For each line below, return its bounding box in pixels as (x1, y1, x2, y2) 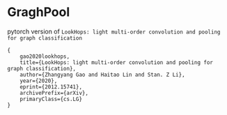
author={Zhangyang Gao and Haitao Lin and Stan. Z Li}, (19, 71, 186, 78)
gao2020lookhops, (19, 53, 70, 60)
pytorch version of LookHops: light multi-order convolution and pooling (7, 27, 221, 36)
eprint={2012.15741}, (19, 83, 82, 91)
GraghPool (7, 4, 70, 20)
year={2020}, (19, 77, 58, 84)
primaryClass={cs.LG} (19, 95, 82, 102)
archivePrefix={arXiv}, (19, 89, 89, 96)
